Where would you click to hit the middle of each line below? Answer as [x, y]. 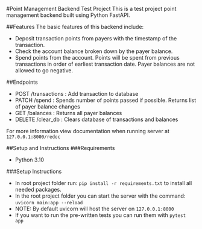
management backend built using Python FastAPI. [68, 15]
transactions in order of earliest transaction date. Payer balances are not [105, 64]
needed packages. [38, 190]
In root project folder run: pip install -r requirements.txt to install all [103, 183]
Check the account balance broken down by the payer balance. [94, 51]
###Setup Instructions [34, 171]
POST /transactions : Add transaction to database [77, 94]
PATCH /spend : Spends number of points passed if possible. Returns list [106, 100]
